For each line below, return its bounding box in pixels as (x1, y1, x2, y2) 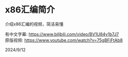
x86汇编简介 (5, 4, 55, 15)
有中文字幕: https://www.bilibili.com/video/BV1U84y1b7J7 (5, 31, 119, 37)
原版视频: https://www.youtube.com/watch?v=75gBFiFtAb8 (5, 37, 123, 43)
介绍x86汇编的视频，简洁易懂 (5, 21, 64, 27)
